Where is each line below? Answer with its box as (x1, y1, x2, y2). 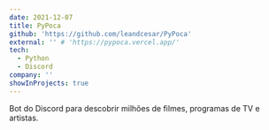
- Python (17, 54, 50, 63)
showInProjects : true (9, 79, 89, 88)
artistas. (9, 112, 39, 123)
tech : (9, 46, 29, 55)
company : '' (9, 71, 53, 80)
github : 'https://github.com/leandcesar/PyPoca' (9, 29, 192, 38)
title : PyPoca (9, 21, 62, 30)
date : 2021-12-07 (9, 12, 73, 22)
